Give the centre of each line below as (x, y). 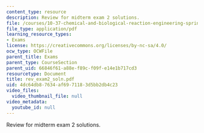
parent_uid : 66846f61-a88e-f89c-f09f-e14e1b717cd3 (72, 68)
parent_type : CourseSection (42, 62)
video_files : (23, 91)
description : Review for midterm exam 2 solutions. (73, 18)
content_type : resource (36, 12)
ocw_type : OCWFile (29, 51)
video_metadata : (27, 102)
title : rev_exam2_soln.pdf (40, 79)
